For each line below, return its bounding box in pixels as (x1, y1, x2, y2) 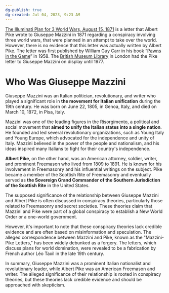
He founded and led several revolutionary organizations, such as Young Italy (5, 130, 164, 136)
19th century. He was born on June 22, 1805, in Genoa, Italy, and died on (5, 103, 157, 109)
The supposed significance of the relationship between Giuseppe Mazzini (5, 192, 159, 198)
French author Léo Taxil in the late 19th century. (5, 250, 105, 257)
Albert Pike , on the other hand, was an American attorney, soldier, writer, (5, 156, 158, 162)
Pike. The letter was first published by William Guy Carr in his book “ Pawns (5, 48, 161, 54)
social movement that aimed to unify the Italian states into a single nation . (5, 124, 162, 130)
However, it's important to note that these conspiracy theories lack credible (5, 224, 162, 230)
